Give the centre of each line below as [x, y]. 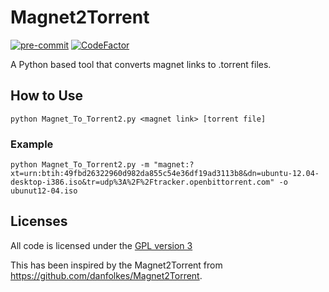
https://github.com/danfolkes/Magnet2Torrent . [106, 275]
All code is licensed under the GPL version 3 [101, 245]
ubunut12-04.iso [44, 191]
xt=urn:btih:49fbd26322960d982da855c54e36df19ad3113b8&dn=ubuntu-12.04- [165, 174]
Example [32, 144]
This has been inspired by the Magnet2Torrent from [116, 265]
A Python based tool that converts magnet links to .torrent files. [141, 64]
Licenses [39, 221]
